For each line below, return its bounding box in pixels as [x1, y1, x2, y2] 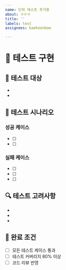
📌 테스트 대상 [5, 74, 43, 82]
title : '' [5, 16, 25, 21]
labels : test [5, 21, 32, 26]
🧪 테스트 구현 [5, 53, 55, 64]
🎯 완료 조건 [5, 233, 37, 242]
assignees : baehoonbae [5, 26, 51, 31]
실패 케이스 [5, 154, 30, 161]
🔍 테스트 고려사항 [5, 192, 56, 200]
